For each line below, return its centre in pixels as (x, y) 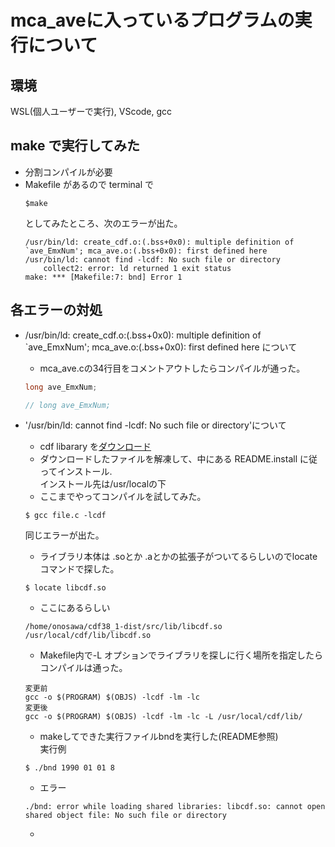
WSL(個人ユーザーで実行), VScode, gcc (91, 111)
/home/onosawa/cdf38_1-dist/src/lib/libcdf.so (123, 627)
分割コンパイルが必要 (68, 172)
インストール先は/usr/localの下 (103, 484)
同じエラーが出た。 (64, 535)
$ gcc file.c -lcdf (65, 516)
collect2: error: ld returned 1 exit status (137, 268)
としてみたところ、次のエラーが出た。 (103, 223)
